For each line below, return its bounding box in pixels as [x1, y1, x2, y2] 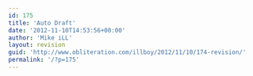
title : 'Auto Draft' [8, 19, 77, 27]
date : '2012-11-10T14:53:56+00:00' [8, 26, 126, 34]
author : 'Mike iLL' [8, 33, 73, 42]
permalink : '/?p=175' [8, 56, 80, 64]
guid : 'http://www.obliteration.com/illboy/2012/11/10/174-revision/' [8, 48, 247, 56]
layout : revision [8, 41, 66, 49]
